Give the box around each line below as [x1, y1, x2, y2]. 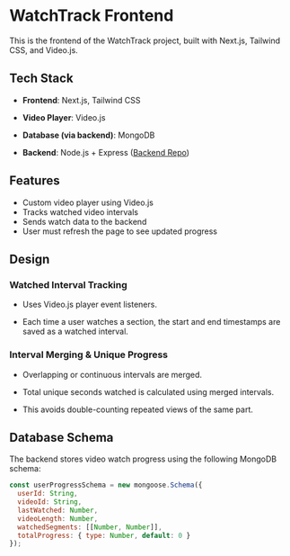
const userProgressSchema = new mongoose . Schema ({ [9, 480, 203, 490]
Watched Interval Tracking [9, 278, 127, 291]
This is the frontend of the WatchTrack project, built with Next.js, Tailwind [9, 35, 281, 46]
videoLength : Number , [17, 514, 99, 523]
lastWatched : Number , [17, 506, 99, 515]
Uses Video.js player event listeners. [22, 299, 157, 310]
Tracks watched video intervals [22, 206, 139, 217]
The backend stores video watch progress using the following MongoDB [9, 453, 277, 464]
